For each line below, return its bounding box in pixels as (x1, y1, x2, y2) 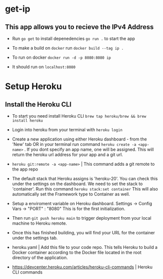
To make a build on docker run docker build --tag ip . (12, 45, 124, 51)
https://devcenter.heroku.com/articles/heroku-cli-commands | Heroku (12, 264, 153, 270)
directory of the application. (12, 255, 68, 261)
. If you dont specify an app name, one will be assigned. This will (24, 147, 154, 152)
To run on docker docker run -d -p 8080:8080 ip (12, 54, 111, 60)
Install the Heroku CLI (5, 100, 72, 108)
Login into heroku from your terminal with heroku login (12, 127, 123, 132)
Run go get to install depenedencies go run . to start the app (12, 35, 135, 41)
